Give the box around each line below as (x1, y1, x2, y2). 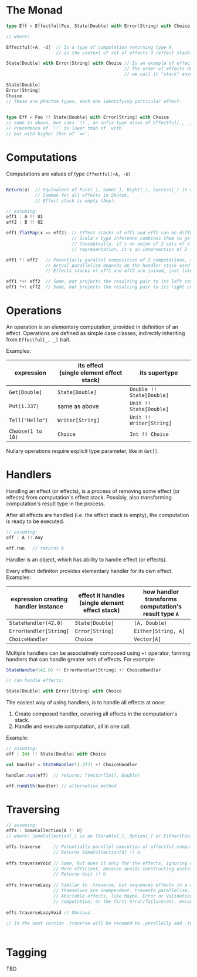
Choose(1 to (9, 428, 43, 435)
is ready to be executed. (6, 518, 64, 525)
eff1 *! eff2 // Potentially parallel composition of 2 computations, (6, 257, 188, 263)
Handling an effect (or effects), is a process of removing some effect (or (6, 487, 180, 495)
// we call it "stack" (124, 71, 180, 77)
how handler (142, 587, 179, 595)
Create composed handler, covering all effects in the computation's (14, 710, 178, 717)
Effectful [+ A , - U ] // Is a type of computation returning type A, (6, 44, 175, 50)
